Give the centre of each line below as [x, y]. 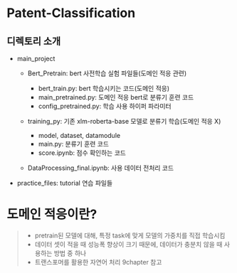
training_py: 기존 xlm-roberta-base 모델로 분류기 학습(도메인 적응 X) [124, 121]
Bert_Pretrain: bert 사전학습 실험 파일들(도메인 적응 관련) [107, 73]
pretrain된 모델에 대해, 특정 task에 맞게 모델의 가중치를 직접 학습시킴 [130, 235]
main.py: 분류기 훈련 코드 [74, 144]
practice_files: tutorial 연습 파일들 [65, 183]
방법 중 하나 [70, 253]
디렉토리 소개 [34, 41]
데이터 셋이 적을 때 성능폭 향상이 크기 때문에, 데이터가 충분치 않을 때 [128, 244]
